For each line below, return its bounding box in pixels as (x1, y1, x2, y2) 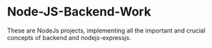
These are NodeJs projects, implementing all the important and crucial (7, 26, 206, 34)
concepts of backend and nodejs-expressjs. (7, 33, 131, 41)
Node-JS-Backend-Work (7, 4, 152, 20)
